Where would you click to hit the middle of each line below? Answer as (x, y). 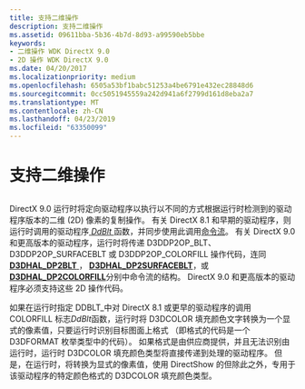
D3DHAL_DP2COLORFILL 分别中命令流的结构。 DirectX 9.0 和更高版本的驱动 (152, 276)
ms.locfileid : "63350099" (58, 128)
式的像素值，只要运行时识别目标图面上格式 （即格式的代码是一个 (130, 330)
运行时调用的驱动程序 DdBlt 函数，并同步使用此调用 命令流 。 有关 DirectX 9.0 (152, 231)
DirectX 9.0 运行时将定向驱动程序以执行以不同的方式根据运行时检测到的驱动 (151, 208)
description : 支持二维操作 (56, 26)
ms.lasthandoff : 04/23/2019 (63, 119)
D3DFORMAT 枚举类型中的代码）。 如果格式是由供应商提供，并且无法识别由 (150, 341)
